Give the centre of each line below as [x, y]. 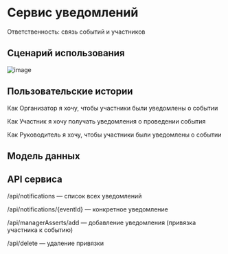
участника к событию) [40, 230]
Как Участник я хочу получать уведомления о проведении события [106, 121]
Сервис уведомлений [73, 13]
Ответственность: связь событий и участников [76, 32]
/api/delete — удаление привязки [56, 243]
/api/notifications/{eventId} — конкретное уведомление [88, 209]
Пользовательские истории [70, 92]
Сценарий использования [66, 53]
